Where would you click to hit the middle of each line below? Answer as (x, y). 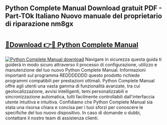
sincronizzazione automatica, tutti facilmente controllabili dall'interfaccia (80, 97)
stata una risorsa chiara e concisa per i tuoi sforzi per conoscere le (74, 107)
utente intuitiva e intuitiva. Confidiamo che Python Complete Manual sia (79, 102)
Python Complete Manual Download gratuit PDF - (83, 8)
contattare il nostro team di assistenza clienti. (52, 118)
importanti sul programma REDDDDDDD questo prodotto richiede (72, 75)
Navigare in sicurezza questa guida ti (123, 59)
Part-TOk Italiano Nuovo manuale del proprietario (83, 16)
